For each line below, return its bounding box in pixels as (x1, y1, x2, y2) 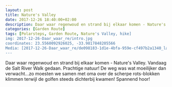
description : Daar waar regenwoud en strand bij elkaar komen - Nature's (5, 21, 166, 27)
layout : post (5, 7, 33, 13)
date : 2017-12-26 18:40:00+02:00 (5, 17, 77, 22)
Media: (5, 46, 19, 51)
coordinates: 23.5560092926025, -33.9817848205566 (5, 41, 116, 46)
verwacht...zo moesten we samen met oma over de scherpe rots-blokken (5, 70, 160, 77)
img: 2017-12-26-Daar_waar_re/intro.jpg (5, 36, 93, 41)
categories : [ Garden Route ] (5, 27, 66, 32)
